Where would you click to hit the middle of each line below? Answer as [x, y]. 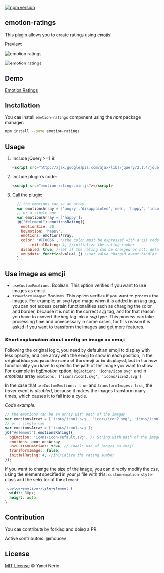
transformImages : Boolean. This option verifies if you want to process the [85, 296]
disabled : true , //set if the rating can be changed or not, [84, 249]
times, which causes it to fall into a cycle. [46, 396]
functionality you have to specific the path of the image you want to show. [79, 366]
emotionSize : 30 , [39, 227]
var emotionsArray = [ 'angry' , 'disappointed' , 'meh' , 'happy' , [81, 208]
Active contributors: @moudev [36, 539]
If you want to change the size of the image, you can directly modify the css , [82, 469]
